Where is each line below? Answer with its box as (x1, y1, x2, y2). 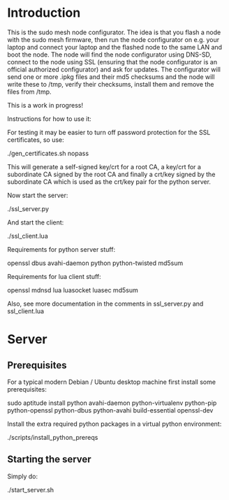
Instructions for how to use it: (7, 114, 92, 123)
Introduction (7, 5, 81, 21)
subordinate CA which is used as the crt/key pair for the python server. (7, 177, 212, 186)
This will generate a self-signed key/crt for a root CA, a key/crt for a (7, 162, 201, 171)
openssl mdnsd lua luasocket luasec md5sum (7, 285, 138, 294)
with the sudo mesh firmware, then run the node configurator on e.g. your (7, 35, 220, 43)
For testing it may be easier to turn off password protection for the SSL (7, 128, 211, 136)
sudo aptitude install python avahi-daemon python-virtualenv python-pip (7, 399, 217, 407)
